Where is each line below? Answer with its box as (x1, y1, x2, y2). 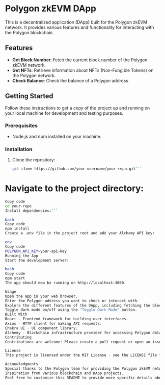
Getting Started (5, 92, 54, 101)
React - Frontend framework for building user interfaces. (5, 317, 129, 322)
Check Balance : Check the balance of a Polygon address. (12, 77, 130, 83)
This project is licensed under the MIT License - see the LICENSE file (5, 353, 157, 358)
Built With (5, 312, 27, 317)
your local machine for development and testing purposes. (5, 110, 124, 116)
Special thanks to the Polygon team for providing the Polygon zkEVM (5, 366, 151, 371)
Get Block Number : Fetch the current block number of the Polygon (12, 57, 148, 63)
